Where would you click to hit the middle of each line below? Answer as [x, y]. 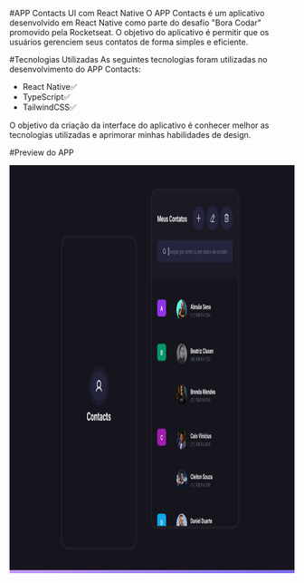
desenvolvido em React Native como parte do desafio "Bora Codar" [136, 23]
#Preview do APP [42, 152]
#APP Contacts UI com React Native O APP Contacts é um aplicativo [137, 13]
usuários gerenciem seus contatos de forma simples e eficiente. [129, 42]
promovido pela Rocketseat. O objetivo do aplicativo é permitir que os [139, 32]
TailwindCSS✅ [49, 107]
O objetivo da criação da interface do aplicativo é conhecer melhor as [139, 125]
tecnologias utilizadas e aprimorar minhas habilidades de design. [130, 135]
